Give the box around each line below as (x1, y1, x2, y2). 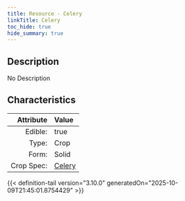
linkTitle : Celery (7, 17, 61, 24)
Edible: (25, 126, 47, 136)
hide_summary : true (7, 29, 64, 37)
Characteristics (7, 94, 77, 106)
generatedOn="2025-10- (106, 179, 179, 187)
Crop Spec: (10, 161, 47, 170)
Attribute (17, 114, 47, 124)
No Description (7, 74, 51, 82)
